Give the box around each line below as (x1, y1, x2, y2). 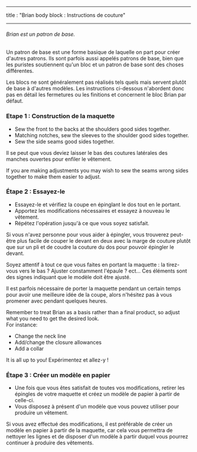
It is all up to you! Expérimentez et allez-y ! (6, 356, 109, 363)
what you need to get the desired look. (6, 315, 100, 322)
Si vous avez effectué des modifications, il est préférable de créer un (6, 420, 173, 428)
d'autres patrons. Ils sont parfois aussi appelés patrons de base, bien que (6, 55, 184, 62)
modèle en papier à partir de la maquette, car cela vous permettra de (6, 427, 173, 434)
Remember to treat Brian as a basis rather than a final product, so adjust (6, 308, 180, 315)
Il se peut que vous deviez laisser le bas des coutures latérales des (6, 149, 168, 156)
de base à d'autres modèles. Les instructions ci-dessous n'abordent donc (6, 85, 185, 92)
